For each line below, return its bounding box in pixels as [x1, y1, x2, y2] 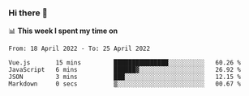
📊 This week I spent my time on [8, 26, 118, 35]
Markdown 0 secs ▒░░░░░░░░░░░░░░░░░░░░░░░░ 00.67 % [8, 80, 242, 88]
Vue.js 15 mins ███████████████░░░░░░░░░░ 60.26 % [8, 59, 242, 67]
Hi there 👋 [8, 7, 49, 19]
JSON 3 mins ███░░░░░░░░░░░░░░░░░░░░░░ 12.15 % [8, 73, 242, 81]
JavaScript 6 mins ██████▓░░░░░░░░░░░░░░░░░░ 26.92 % [8, 66, 242, 74]
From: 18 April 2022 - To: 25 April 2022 [8, 44, 151, 53]
